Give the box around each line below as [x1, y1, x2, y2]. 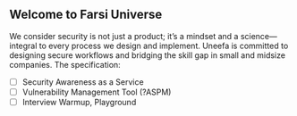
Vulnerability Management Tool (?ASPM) [21, 87, 172, 97]
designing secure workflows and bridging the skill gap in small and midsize [9, 49, 286, 61]
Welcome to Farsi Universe [9, 7, 163, 22]
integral [9, 40, 38, 51]
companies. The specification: [9, 59, 121, 70]
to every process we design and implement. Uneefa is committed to [38, 40, 289, 51]
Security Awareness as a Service [21, 76, 145, 87]
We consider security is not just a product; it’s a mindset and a [9, 30, 239, 41]
